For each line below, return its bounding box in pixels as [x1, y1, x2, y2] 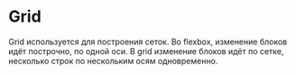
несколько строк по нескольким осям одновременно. [8, 55, 218, 66]
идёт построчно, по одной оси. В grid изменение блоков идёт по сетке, [8, 45, 284, 56]
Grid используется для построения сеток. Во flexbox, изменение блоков [8, 36, 288, 47]
